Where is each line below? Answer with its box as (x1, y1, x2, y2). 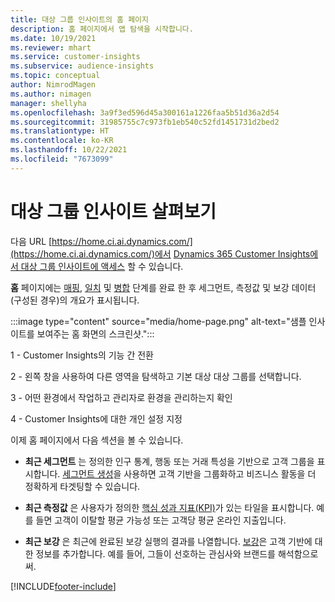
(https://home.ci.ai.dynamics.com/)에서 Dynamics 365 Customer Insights (10, 247, 311, 260)
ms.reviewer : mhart (10, 42, 92, 53)
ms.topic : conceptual (10, 71, 101, 81)
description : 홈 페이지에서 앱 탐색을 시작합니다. (10, 24, 194, 34)
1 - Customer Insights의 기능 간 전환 (10, 349, 154, 361)
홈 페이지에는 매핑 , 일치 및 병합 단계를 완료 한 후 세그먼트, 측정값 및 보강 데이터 (10, 281, 317, 293)
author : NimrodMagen (10, 80, 97, 90)
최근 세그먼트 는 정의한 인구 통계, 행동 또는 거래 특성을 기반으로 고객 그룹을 (24, 455, 315, 467)
